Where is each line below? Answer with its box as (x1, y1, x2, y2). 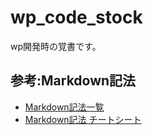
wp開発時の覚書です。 (10, 40, 102, 52)
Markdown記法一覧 (24, 101, 105, 113)
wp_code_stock (10, 6, 143, 29)
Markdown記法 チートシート (24, 113, 142, 125)
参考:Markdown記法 (10, 72, 137, 90)
